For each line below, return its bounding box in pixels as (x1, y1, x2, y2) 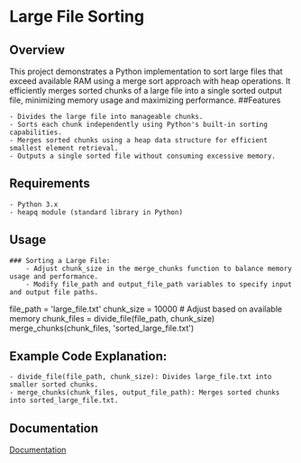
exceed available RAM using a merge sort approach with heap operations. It (9, 76, 291, 86)
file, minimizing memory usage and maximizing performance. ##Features (9, 95, 281, 105)
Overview (9, 42, 66, 58)
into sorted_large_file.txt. (9, 396, 119, 405)
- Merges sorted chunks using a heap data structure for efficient (9, 136, 269, 145)
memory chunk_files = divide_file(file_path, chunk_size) (9, 313, 215, 323)
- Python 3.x (9, 200, 59, 209)
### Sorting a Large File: (9, 256, 111, 265)
